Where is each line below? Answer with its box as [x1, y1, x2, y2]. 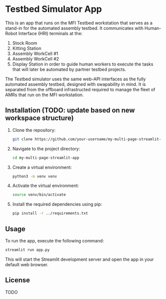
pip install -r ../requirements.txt [12, 211, 88, 216]
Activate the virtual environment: [12, 182, 79, 189]
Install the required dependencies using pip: [12, 201, 103, 207]
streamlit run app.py [5, 247, 50, 252]
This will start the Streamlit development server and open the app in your [5, 256, 154, 262]
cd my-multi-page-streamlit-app [12, 155, 79, 160]
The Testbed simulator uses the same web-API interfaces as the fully [5, 76, 146, 82]
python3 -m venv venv [12, 174, 57, 179]
